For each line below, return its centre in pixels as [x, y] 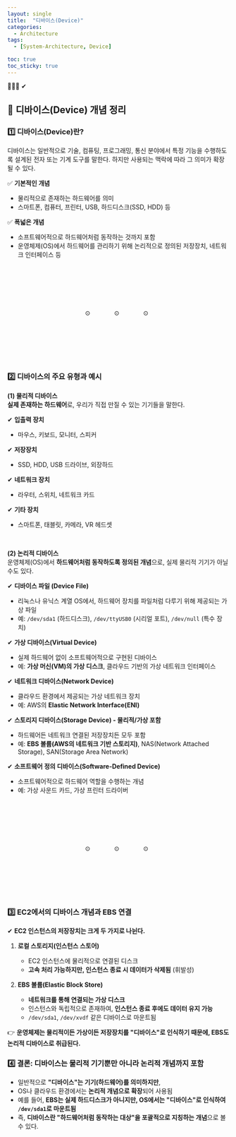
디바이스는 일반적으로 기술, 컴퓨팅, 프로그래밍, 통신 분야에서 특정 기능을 [105, 151]
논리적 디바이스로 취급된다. [44, 1043]
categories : [25, 27]
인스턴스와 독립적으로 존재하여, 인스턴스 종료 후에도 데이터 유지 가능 [120, 1009]
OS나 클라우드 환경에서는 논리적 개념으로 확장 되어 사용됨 [95, 1091]
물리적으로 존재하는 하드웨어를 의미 [66, 198]
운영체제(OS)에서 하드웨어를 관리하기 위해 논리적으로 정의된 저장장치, [112, 246]
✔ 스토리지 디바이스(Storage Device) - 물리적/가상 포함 [84, 720]
